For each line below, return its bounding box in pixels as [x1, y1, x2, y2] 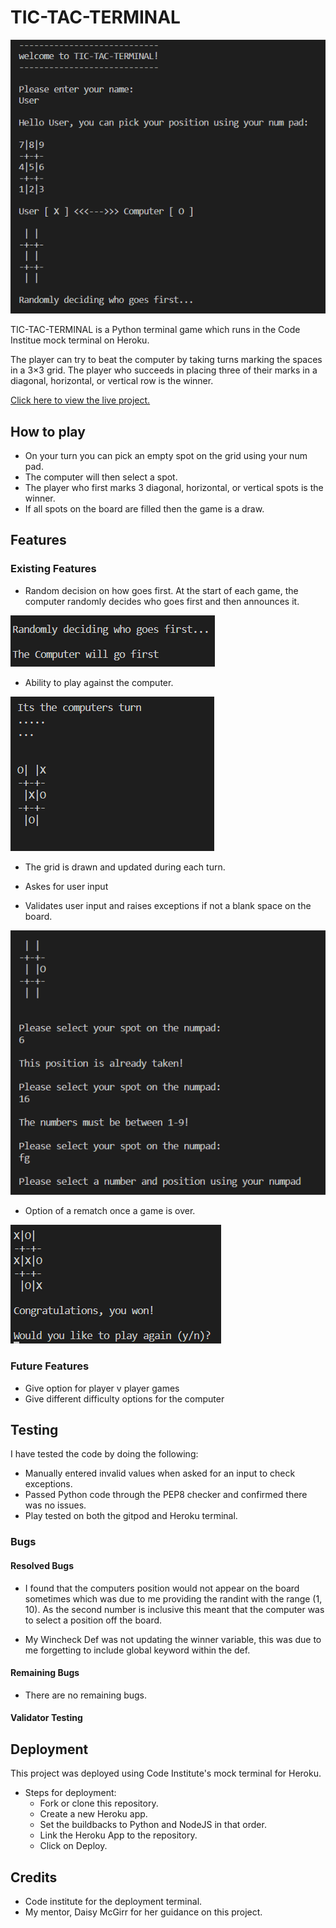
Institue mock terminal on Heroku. [10, 334, 150, 346]
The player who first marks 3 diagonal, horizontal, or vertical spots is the [24, 482, 324, 494]
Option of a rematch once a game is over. [24, 1205, 196, 1217]
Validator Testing [10, 1712, 83, 1724]
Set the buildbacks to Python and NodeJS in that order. [39, 1819, 267, 1831]
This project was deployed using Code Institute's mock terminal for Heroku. [10, 1767, 322, 1780]
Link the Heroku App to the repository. [39, 1829, 198, 1841]
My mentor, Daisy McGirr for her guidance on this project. [24, 1906, 263, 1918]
